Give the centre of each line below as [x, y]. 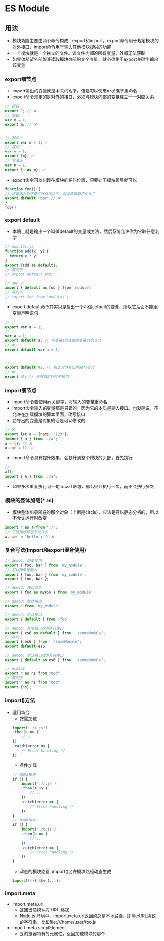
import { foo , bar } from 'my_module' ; [46, 574]
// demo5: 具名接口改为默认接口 [34, 628]
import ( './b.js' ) [39, 829]
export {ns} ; [18, 687]
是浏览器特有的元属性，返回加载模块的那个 [62, 934]
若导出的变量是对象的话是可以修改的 [49, 420]
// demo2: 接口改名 [23, 588]
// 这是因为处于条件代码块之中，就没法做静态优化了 [50, 194]
